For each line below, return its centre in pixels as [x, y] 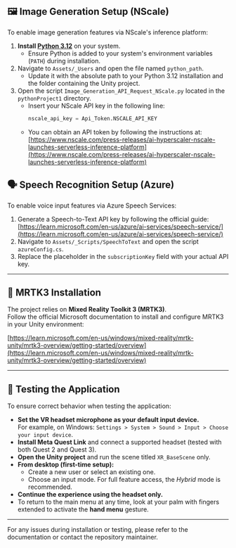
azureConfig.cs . [41, 249]
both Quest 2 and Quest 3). [57, 450]
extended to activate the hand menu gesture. [83, 509]
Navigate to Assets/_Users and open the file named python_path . [110, 68]
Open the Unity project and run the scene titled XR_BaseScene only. [114, 457]
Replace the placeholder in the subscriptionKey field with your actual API [123, 256]
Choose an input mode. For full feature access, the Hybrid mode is [124, 480]
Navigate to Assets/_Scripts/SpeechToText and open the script [108, 241]
